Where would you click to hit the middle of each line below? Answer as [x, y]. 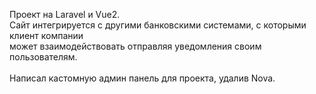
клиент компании [46, 35]
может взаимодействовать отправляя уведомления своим [135, 46]
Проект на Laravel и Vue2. [65, 14]
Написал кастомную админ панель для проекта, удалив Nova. [142, 78]
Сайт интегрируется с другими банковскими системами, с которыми [158, 25]
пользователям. [43, 57]
